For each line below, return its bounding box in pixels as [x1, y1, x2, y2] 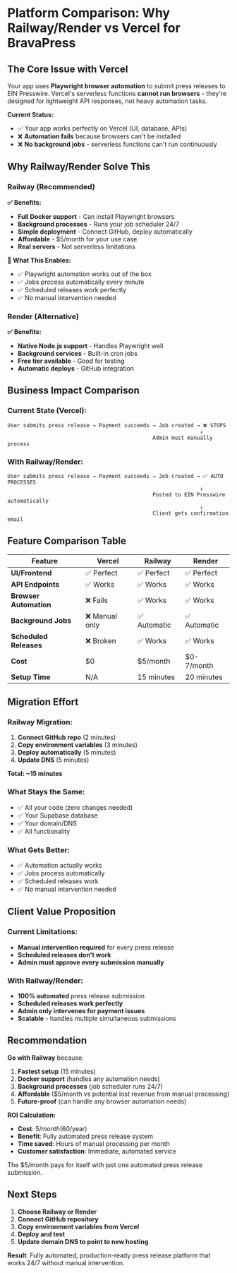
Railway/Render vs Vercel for [7, 20, 181, 36]
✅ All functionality [17, 827, 71, 835]
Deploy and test [17, 1230, 66, 1238]
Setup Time [11, 672, 51, 682]
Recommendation [7, 1034, 87, 1046]
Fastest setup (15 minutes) [17, 1067, 97, 1075]
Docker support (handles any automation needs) [17, 1075, 160, 1083]
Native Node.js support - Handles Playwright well [17, 341, 164, 350]
